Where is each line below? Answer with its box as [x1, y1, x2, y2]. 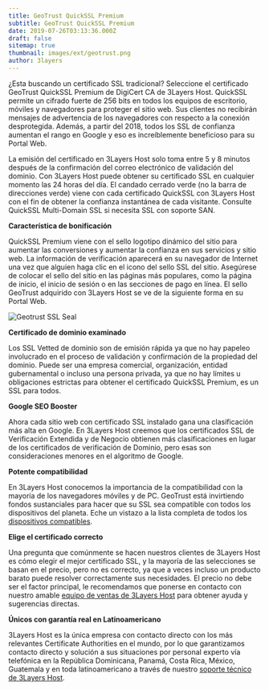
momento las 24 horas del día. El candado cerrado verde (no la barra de [8, 179, 247, 189]
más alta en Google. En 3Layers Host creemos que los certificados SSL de [8, 425, 255, 435]
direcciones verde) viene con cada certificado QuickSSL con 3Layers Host [8, 188, 255, 198]
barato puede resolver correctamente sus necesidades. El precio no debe [8, 573, 252, 583]
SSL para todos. [8, 385, 62, 395]
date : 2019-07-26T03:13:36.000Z [8, 27, 116, 35]
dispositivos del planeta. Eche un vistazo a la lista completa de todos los [8, 507, 247, 517]
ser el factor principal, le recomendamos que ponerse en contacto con [8, 581, 243, 591]
